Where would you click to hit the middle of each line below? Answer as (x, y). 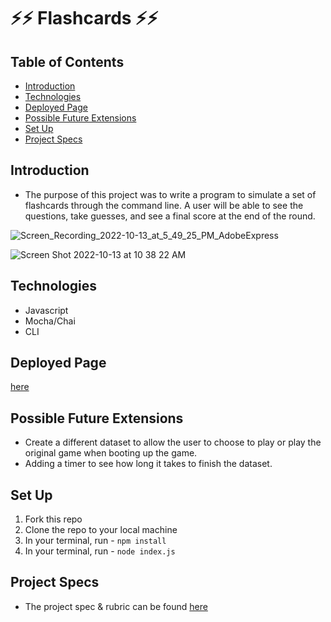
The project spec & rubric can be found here (116, 606)
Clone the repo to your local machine (101, 530)
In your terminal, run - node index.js (100, 551)
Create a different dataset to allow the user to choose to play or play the (173, 442)
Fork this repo (53, 519)
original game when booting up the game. (111, 453)
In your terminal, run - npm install (95, 541)
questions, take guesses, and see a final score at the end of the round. (170, 216)
